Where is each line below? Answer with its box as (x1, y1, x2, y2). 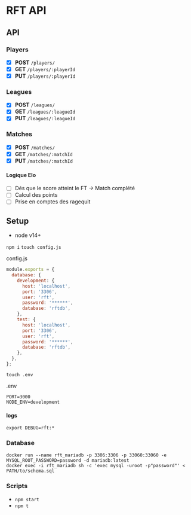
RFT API (6, 4, 47, 17)
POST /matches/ (14, 144, 56, 151)
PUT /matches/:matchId (14, 157, 73, 164)
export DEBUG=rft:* (6, 425, 55, 431)
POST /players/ (14, 59, 56, 66)
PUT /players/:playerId (14, 72, 76, 80)
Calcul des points (14, 191, 58, 199)
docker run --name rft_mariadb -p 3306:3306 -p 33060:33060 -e (6, 452, 167, 458)
